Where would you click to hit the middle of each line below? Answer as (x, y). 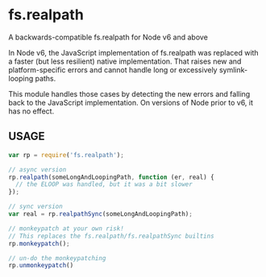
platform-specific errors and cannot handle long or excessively (113, 69)
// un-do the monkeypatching (57, 258)
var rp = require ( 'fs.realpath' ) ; (66, 155)
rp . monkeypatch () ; (39, 243)
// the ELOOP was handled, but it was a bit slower (104, 184)
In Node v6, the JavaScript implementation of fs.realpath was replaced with (134, 52)
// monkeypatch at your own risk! (66, 228)
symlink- (233, 69)
